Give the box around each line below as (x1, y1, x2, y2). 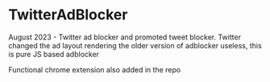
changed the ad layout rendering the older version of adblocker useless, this (8, 40, 262, 50)
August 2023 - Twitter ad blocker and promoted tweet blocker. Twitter (8, 32, 242, 42)
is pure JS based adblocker (8, 49, 99, 59)
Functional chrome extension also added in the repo (8, 64, 181, 74)
